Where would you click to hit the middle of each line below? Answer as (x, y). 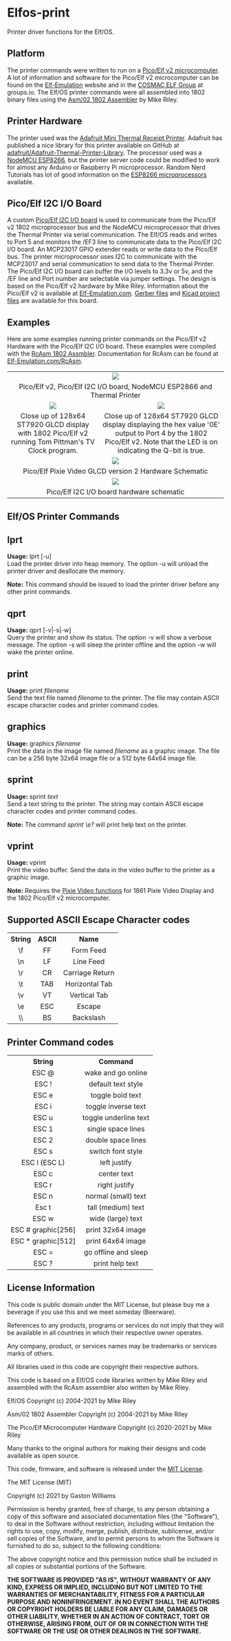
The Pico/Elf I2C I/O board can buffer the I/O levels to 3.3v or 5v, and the (110, 271)
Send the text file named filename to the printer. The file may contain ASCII (113, 698)
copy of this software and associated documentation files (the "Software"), (113, 1516)
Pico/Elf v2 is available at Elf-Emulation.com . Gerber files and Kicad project (113, 293)
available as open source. (43, 1455)
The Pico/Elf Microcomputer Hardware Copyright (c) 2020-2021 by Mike (109, 1427)
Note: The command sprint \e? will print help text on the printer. (97, 824)
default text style (116, 1084)
